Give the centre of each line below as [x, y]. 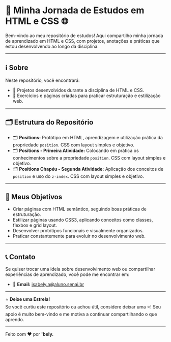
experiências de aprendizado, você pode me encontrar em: [67, 274]
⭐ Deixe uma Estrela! [28, 299]
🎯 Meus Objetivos [34, 197]
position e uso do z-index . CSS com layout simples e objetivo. [78, 176]
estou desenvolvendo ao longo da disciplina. [52, 46]
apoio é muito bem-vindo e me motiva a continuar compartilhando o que [81, 314]
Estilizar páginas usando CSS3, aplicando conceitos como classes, [83, 220]
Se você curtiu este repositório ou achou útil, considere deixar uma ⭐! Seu [83, 307]
